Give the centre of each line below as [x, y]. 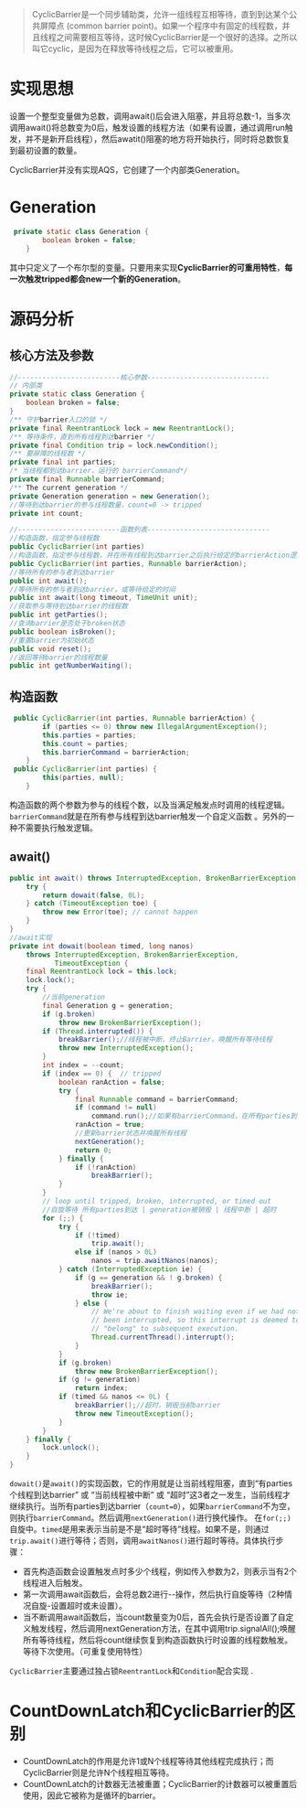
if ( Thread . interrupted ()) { [98, 1031]
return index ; [101, 1388]
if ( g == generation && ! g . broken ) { [148, 1278]
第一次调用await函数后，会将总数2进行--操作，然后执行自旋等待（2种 [153, 1594]
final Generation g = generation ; [108, 1005]
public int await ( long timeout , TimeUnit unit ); [104, 598]
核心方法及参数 [52, 356]
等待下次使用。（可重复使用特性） [85, 1651]
